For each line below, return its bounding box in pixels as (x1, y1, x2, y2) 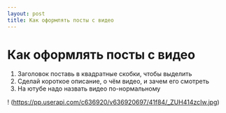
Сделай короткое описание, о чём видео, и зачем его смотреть (17, 77, 210, 86)
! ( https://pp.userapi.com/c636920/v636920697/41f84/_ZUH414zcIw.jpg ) (7, 98, 220, 107)
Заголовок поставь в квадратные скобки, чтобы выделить (17, 70, 192, 78)
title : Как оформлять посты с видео (7, 17, 114, 24)
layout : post (7, 10, 45, 17)
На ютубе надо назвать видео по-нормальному (17, 84, 161, 93)
